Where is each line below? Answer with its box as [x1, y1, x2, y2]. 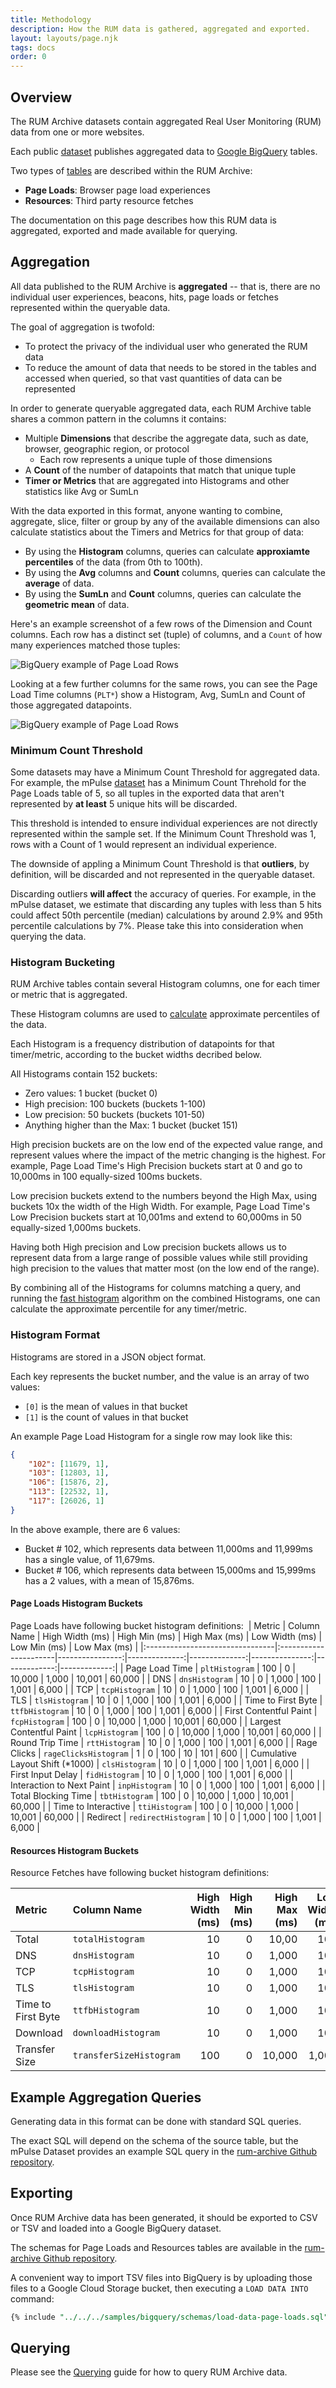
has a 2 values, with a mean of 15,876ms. [24, 1574, 195, 1586]
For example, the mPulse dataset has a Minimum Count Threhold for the [10, 777, 307, 789]
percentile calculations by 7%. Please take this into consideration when [10, 920, 304, 932]
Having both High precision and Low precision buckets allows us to [10, 1241, 287, 1253]
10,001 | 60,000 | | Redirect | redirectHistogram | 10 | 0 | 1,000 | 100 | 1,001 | [10, 1811, 322, 1823]
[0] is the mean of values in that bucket [24, 1400, 188, 1412]
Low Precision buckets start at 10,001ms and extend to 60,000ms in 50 [10, 1211, 302, 1223]
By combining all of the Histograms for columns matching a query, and [10, 1282, 301, 1294]
